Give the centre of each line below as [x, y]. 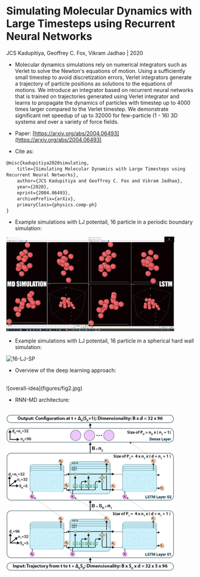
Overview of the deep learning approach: [65, 370]
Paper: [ [24, 133]
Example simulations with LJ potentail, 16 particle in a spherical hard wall [104, 341]
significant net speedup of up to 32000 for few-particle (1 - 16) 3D [96, 115]
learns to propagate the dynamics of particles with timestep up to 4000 [103, 102]
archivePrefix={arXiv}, [47, 199]
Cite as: [24, 151]
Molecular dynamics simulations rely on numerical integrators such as [101, 65]
